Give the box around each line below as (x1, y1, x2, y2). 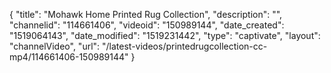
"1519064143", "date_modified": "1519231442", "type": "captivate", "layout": (9, 30, 321, 41)
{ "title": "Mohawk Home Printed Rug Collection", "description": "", (9, 9, 283, 20)
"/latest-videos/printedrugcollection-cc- (102, 40, 268, 52)
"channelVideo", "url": (9, 40, 101, 52)
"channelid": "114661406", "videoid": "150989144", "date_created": (9, 19, 285, 31)
